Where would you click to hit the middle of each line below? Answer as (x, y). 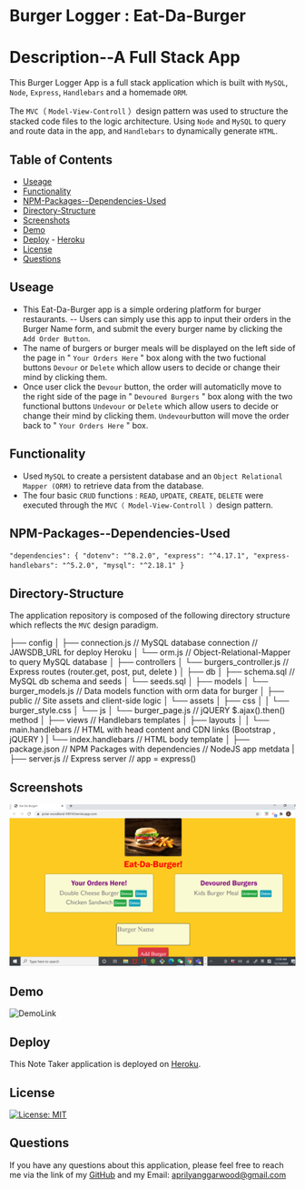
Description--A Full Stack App (125, 58)
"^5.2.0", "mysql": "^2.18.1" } (123, 566)
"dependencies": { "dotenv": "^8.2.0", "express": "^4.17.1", (129, 556)
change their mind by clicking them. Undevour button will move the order (156, 416)
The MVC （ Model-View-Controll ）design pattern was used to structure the (149, 111)
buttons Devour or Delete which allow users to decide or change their (151, 367)
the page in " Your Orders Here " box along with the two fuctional (144, 358)
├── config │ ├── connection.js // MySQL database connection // (134, 643)
